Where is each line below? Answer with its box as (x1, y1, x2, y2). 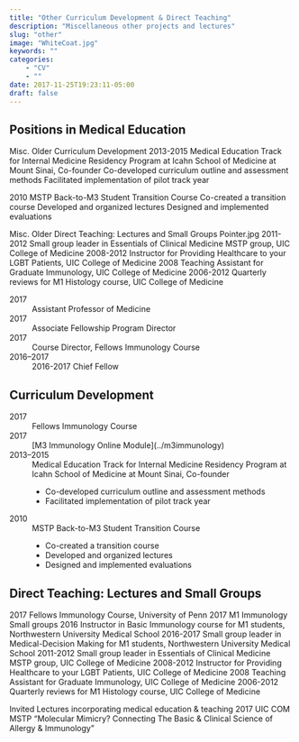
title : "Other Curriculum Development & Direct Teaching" (9, 13, 231, 23)
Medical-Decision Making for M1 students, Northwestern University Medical (9, 637, 291, 649)
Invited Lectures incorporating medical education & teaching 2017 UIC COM (9, 703, 291, 714)
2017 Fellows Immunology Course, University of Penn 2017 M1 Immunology (9, 609, 288, 620)
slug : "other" (9, 30, 63, 39)
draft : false (9, 88, 59, 97)
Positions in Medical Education (9, 122, 186, 137)
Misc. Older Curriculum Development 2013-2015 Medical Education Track (9, 146, 282, 157)
